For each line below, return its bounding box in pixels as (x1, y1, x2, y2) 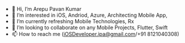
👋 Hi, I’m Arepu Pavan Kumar (11, 6, 82, 12)
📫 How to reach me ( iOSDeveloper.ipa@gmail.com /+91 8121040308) (11, 31, 180, 37)
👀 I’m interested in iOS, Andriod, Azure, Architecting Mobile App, (11, 12, 168, 19)
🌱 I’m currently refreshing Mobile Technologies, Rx (11, 18, 134, 24)
